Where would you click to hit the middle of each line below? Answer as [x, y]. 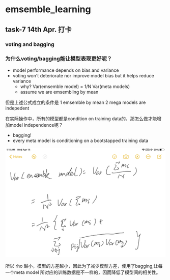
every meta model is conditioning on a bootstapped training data [80, 141]
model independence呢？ [36, 125]
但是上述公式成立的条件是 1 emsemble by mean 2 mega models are [76, 102]
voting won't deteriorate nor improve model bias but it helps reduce [83, 75]
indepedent [17, 108]
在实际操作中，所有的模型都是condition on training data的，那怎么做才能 [81, 119]
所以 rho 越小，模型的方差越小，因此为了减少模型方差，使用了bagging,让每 [84, 266]
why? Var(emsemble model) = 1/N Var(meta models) [75, 86]
